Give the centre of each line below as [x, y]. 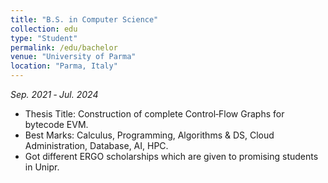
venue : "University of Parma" [73, 57]
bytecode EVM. [56, 124]
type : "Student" [44, 38]
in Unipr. [42, 167]
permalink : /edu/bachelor [64, 47]
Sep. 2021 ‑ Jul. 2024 [54, 94]
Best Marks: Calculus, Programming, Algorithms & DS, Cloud [149, 135]
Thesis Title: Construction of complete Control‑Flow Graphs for [154, 114]
